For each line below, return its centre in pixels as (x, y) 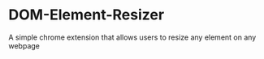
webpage (24, 45)
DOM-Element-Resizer (87, 15)
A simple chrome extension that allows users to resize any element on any (132, 37)
